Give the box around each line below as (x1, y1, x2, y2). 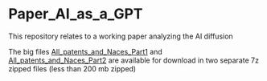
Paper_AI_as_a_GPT (8, 5, 143, 23)
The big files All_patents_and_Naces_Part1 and (8, 47, 162, 56)
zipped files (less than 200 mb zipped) (8, 63, 137, 73)
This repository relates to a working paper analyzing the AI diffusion (8, 31, 233, 41)
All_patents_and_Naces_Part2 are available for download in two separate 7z (8, 55, 260, 65)
